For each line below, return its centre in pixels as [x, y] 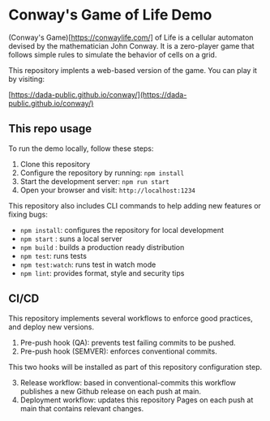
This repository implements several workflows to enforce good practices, [131, 318]
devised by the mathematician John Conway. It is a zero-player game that [131, 45]
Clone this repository [55, 164]
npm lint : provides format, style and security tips [102, 273]
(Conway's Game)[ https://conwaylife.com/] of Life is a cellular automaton [131, 37]
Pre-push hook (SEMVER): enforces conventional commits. [118, 351]
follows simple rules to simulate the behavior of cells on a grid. [113, 54]
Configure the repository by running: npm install [102, 173]
